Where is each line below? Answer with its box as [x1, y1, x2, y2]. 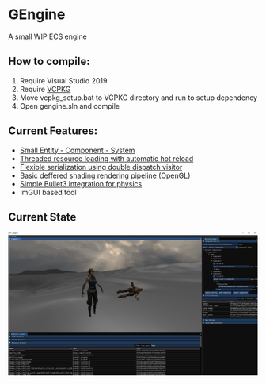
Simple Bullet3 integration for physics [19, 179, 142, 188]
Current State [8, 210, 77, 224]
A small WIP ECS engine [8, 32, 87, 41]
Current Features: [8, 125, 98, 138]
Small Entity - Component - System [19, 145, 135, 155]
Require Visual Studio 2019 [19, 75, 108, 85]
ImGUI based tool [19, 187, 77, 197]
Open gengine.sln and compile [19, 101, 120, 110]
